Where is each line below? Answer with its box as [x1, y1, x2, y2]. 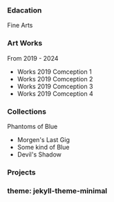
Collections [7, 106, 47, 116]
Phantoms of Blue [7, 122, 58, 130]
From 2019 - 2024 [7, 54, 59, 62]
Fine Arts [7, 21, 33, 30]
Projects [7, 168, 36, 177]
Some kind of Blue [17, 143, 70, 151]
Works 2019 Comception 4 [17, 89, 93, 98]
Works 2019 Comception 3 [17, 82, 93, 90]
